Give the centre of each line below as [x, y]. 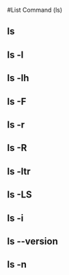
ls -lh [18, 78]
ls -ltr [19, 171]
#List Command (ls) [35, 10]
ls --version [32, 241]
